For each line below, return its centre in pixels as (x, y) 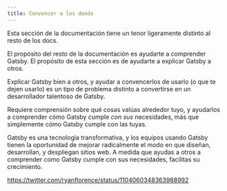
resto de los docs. (33, 40)
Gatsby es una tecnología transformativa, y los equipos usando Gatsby (108, 137)
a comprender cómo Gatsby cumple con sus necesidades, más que (103, 117)
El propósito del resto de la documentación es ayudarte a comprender (107, 54)
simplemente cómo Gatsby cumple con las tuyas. (77, 124)
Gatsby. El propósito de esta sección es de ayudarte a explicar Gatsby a (109, 61)
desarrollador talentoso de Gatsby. (56, 96)
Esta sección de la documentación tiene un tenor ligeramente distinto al (109, 33)
